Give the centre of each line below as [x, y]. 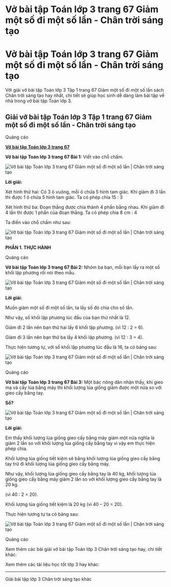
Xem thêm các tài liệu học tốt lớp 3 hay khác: [53, 564]
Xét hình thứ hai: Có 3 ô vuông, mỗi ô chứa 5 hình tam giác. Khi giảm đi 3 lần [85, 191]
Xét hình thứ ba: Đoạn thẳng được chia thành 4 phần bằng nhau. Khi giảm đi [85, 207]
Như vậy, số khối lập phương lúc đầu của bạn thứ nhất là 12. [68, 317]
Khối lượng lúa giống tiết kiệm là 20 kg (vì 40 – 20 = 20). [64, 504]
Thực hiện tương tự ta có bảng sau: [42, 514]
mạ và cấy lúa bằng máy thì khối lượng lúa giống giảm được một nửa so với [83, 387]
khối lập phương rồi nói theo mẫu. [40, 272]
